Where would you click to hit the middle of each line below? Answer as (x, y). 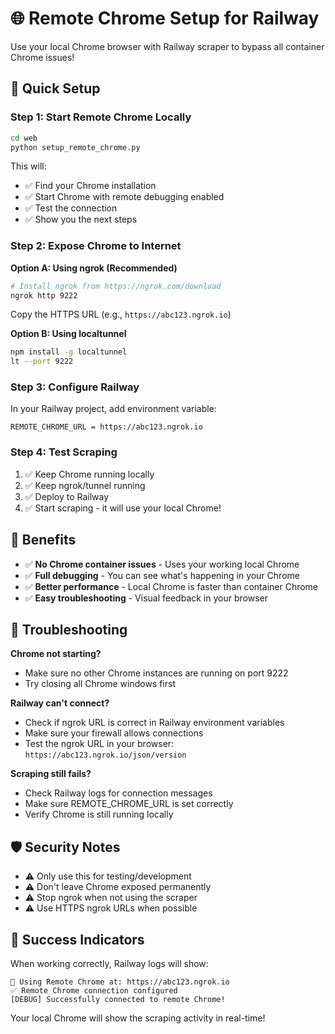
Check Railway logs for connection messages (118, 793)
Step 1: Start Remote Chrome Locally (101, 117)
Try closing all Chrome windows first (100, 684)
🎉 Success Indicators (77, 939)
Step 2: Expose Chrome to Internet (96, 246)
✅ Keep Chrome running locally (89, 474)
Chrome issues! (42, 57)
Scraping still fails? (51, 774)
